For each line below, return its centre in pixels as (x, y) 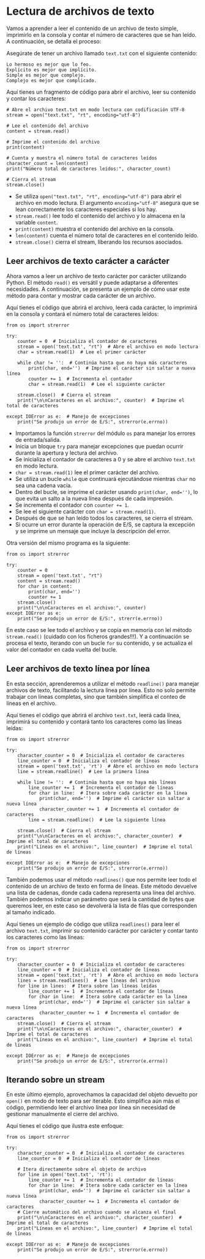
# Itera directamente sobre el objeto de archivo (82, 1169)
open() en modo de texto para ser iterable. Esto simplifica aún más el (93, 1101)
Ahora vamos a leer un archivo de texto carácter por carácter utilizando (96, 276)
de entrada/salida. (38, 439)
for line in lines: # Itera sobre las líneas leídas (87, 986)
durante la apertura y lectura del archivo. (66, 453)
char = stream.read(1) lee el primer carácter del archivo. (87, 472)
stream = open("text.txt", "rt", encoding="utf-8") (73, 115)
